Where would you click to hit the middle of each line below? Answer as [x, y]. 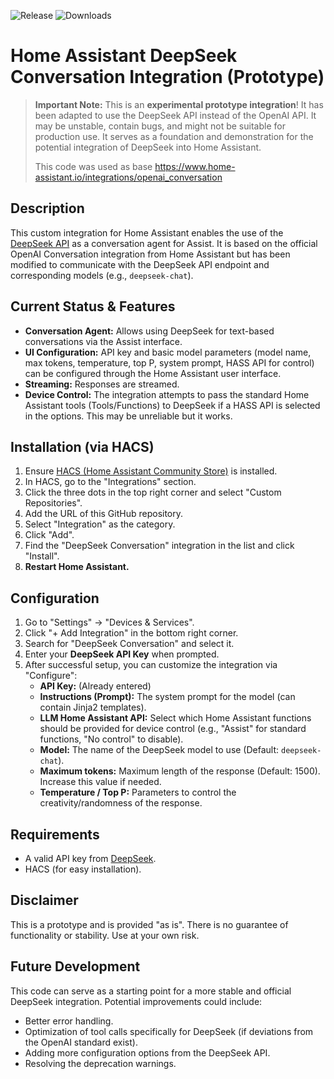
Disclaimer [44, 900]
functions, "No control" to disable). [111, 739]
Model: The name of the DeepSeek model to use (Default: [159, 750]
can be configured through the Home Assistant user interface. [153, 373]
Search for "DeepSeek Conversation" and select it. [129, 644]
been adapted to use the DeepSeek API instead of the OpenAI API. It [175, 115]
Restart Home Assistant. [77, 567]
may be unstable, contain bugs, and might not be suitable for [160, 126]
